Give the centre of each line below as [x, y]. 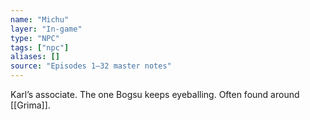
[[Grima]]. [30, 105]
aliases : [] [35, 57]
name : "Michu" [40, 19]
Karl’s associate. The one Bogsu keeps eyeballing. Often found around [155, 94]
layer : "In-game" [46, 29]
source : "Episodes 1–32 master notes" [91, 66]
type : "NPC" [35, 38]
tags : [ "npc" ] [40, 47]
